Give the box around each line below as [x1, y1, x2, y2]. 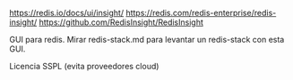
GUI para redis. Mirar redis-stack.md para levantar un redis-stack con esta [9, 35, 285, 44]
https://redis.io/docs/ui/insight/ [9, 8, 124, 18]
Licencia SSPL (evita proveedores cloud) [9, 61, 159, 71]
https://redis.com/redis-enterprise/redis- [125, 8, 277, 18]
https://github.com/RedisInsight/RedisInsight [39, 17, 204, 28]
